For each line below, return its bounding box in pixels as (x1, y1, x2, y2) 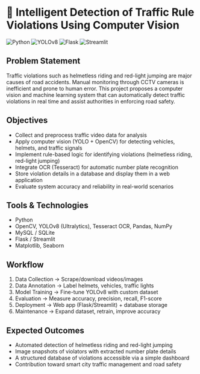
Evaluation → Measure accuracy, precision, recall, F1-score (14, 295, 163, 302)
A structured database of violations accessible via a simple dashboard (14, 354, 190, 361)
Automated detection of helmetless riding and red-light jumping (14, 341, 173, 349)
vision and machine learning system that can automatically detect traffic (6, 91, 186, 99)
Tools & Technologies (6, 200, 89, 211)
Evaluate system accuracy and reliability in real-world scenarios (14, 183, 173, 190)
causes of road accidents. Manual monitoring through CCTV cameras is (6, 78, 184, 85)
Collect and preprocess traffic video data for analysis (14, 131, 148, 139)
